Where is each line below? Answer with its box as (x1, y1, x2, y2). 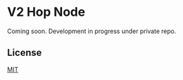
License (7, 47, 42, 59)
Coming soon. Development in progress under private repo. (7, 27, 177, 35)
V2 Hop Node (7, 4, 86, 20)
